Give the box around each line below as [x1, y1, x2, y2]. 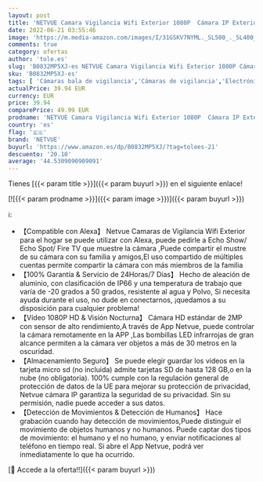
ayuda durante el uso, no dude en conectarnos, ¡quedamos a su [19, 295, 226, 305]
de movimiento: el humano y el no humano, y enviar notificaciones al [19, 433, 241, 443]
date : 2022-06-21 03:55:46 [8, 26, 96, 34]
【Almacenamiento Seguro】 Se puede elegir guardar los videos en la [19, 356, 245, 366]
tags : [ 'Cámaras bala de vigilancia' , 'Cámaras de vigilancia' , [8, 77, 222, 85]
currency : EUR [8, 92, 55, 100]
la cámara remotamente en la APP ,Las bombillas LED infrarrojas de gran [19, 330, 254, 340]
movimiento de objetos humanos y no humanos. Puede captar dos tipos [19, 425, 252, 434]
